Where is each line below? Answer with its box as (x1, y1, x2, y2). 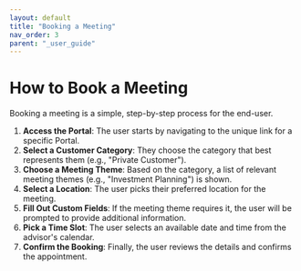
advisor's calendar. (22, 232, 95, 243)
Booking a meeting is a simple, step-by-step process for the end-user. (9, 108, 274, 119)
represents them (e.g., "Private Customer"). (22, 155, 187, 166)
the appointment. (22, 251, 88, 262)
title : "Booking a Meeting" (9, 22, 117, 31)
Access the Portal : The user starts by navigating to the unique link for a (22, 125, 293, 136)
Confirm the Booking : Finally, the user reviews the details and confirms (22, 242, 292, 253)
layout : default (9, 13, 71, 23)
